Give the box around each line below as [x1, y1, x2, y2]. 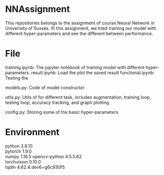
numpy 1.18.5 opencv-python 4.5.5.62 [5, 153, 82, 160]
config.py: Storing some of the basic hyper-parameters [5, 109, 119, 115]
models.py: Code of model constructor [5, 85, 85, 90]
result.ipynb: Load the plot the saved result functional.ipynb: [31, 70, 155, 76]
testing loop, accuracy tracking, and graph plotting [5, 99, 109, 105]
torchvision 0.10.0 [5, 159, 41, 165]
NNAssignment [5, 3, 70, 15]
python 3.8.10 [5, 143, 33, 149]
